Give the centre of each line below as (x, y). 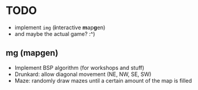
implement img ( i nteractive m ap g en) (60, 27)
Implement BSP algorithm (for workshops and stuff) (79, 67)
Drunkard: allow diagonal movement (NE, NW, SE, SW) (83, 74)
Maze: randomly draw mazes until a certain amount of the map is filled (103, 80)
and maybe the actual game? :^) (55, 33)
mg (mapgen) (32, 53)
